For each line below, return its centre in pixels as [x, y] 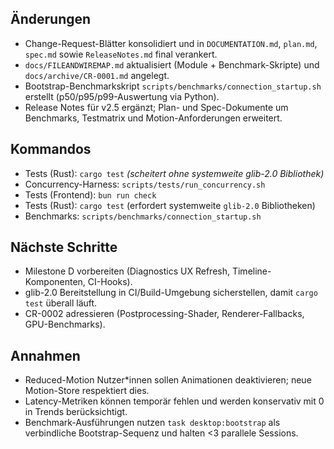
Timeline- [251, 271]
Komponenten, [55, 282]
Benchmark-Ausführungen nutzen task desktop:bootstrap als [152, 423]
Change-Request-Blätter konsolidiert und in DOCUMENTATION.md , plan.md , [171, 43]
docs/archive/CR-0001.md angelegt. [97, 75]
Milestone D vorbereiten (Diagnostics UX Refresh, [127, 271]
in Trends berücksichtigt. [76, 412]
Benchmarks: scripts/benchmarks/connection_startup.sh [143, 216]
